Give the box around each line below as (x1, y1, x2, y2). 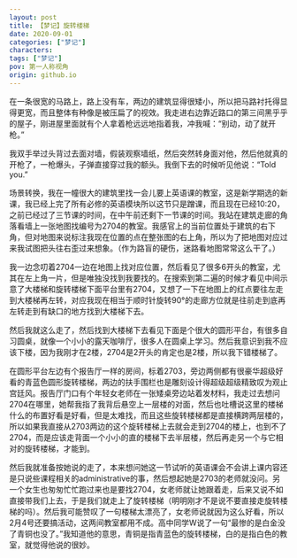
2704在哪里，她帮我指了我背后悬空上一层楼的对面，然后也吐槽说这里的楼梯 (9, 399, 285, 409)
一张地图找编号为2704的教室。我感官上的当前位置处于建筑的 (39, 221, 261, 231)
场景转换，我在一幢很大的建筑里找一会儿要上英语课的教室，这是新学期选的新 (9, 187, 288, 198)
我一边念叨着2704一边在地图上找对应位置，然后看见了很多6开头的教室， (9, 261, 273, 272)
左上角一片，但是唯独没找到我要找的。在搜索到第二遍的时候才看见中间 (24, 272, 280, 283)
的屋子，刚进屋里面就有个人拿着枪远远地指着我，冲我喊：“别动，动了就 (9, 118, 269, 128)
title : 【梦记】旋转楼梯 (9, 21, 90, 30)
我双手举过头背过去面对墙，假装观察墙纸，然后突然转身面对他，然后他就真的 (9, 148, 288, 159)
